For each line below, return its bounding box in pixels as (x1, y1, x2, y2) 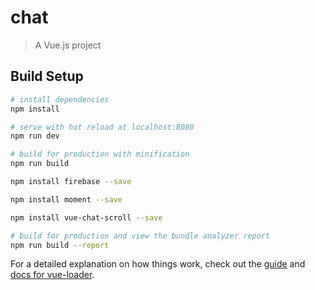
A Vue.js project (34, 39, 102, 51)
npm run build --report (10, 240, 110, 250)
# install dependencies (10, 94, 110, 105)
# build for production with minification (10, 149, 190, 160)
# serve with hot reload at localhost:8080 (10, 122, 195, 132)
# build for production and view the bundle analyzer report (10, 231, 271, 241)
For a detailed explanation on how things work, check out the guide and (10, 258, 306, 270)
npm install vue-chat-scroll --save (10, 212, 163, 223)
